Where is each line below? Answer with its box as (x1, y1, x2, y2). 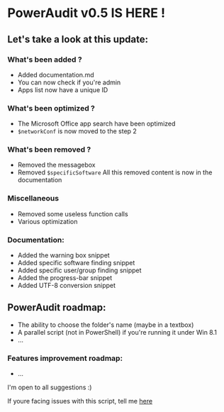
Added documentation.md (17, 70, 94, 79)
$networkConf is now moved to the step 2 (17, 127, 137, 135)
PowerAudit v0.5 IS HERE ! (7, 5, 165, 21)
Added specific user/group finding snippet (17, 266, 142, 274)
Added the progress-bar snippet (17, 274, 112, 282)
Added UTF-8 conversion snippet (17, 282, 116, 290)
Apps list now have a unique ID (17, 85, 108, 94)
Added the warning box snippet (17, 251, 110, 260)
